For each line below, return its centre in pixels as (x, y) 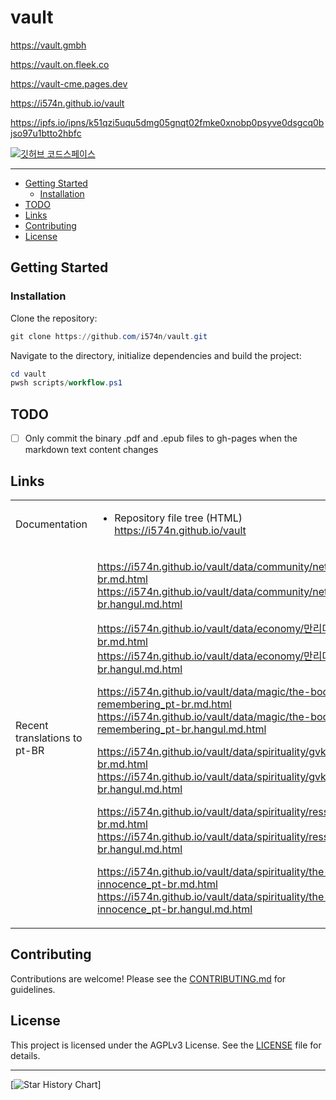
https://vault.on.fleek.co (60, 64)
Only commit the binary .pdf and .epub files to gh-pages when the (161, 438)
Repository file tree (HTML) (178, 518)
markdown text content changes (91, 450)
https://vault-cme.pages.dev (69, 83)
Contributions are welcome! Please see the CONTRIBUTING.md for (148, 978)
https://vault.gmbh (48, 45)
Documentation (51, 524)
